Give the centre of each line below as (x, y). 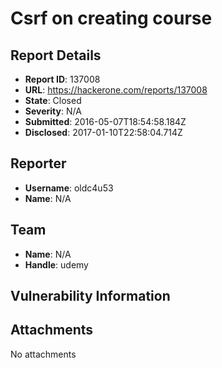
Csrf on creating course (111, 18)
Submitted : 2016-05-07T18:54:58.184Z (105, 121)
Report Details (56, 55)
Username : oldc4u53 (69, 188)
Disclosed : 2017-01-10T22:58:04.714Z (103, 132)
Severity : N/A (53, 111)
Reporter (38, 163)
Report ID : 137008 (62, 79)
